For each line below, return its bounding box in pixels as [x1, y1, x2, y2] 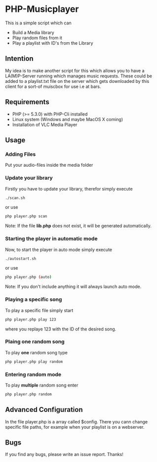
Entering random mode [5, 371, 62, 378]
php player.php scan [5, 214, 48, 219]
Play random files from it [12, 35, 63, 41]
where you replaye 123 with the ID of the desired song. [5, 326, 117, 332]
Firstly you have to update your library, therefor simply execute [5, 186, 133, 192]
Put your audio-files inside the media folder [5, 162, 93, 168]
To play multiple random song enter [5, 382, 78, 388]
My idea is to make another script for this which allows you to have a [5, 67, 145, 73]
